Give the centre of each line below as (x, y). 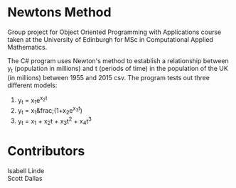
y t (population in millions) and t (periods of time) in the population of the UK (118, 69)
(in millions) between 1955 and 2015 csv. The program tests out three (108, 77)
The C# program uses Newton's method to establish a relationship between (118, 60)
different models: (32, 85)
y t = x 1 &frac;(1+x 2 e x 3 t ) (50, 111)
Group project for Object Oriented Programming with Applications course (114, 32)
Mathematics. (27, 47)
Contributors (46, 151)
